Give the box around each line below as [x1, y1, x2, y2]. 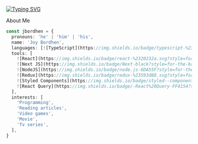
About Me [6, 17, 31, 24]
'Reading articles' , [16, 105, 67, 112]
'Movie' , [16, 116, 38, 122]
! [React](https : [16, 56, 57, 62]
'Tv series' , [16, 122, 49, 127]
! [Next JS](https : [16, 61, 62, 67]
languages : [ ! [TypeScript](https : [11, 45, 96, 51]
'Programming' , [16, 100, 54, 106]
